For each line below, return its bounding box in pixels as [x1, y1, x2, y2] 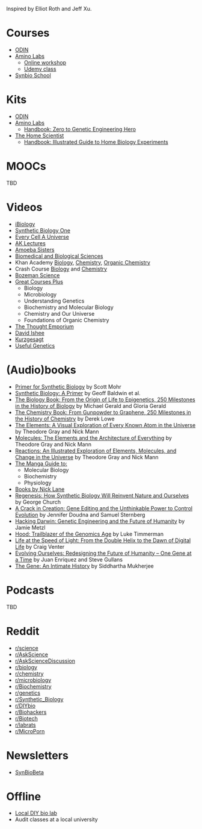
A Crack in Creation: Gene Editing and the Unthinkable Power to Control [14, 504, 193, 511]
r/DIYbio [14, 702, 36, 709]
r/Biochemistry [14, 683, 52, 690]
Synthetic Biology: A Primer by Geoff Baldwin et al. [14, 389, 141, 396]
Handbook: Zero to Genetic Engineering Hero [23, 125, 136, 133]
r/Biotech [14, 715, 38, 722]
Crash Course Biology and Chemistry [14, 265, 107, 272]
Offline [6, 789, 41, 803]
